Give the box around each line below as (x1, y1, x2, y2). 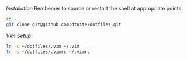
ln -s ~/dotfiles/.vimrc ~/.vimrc (6, 49, 91, 55)
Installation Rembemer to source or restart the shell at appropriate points (6, 5, 182, 12)
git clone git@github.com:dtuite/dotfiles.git (6, 22, 122, 27)
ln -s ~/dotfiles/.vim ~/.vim (6, 43, 80, 49)
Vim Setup (6, 32, 31, 39)
